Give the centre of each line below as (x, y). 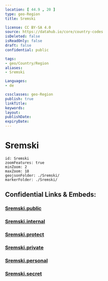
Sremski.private (24, 247)
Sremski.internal (25, 222)
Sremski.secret (24, 274)
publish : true (19, 99)
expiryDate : (17, 122)
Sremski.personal (27, 261)
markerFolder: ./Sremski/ (31, 180)
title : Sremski (20, 18)
